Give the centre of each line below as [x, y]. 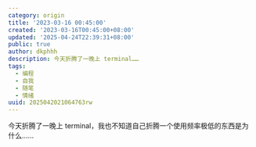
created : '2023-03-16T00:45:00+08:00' [71, 30]
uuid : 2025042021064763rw [50, 102]
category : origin [36, 15]
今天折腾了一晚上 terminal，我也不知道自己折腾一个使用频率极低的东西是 [125, 126]
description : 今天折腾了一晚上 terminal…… [74, 59]
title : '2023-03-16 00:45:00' [58, 23]
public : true [29, 45]
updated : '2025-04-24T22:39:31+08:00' [71, 37]
